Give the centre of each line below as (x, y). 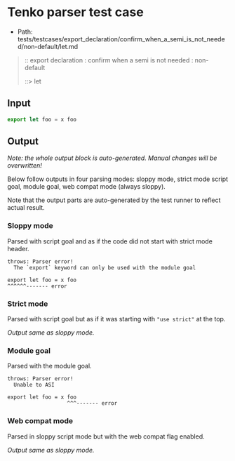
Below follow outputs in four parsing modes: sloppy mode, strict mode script (118, 179)
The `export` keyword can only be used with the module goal (105, 267)
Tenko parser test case (75, 12)
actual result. (26, 208)
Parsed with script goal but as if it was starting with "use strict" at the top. (116, 319)
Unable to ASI (34, 385)
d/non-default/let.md (48, 46)
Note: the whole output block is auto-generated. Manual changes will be (112, 158)
